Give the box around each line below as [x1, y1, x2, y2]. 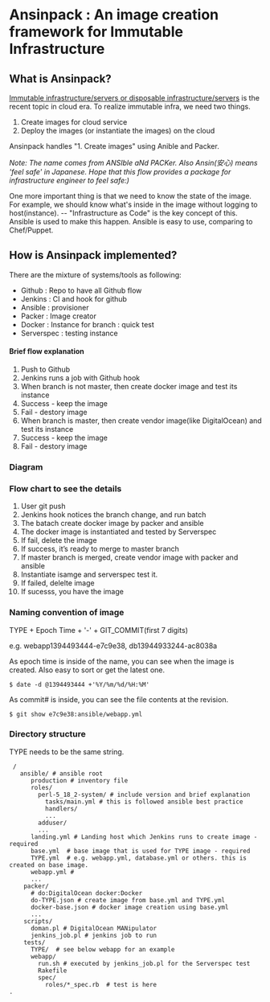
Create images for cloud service [20, 117, 128, 126]
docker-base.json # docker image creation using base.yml [30, 903, 229, 911]
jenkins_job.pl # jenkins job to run [30, 931, 157, 939]
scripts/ [23, 917, 53, 926]
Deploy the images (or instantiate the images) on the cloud [20, 126, 215, 135]
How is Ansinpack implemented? [9, 248, 178, 262]
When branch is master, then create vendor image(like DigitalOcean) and [20, 416, 262, 425]
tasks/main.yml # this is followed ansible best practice [44, 798, 243, 806]
